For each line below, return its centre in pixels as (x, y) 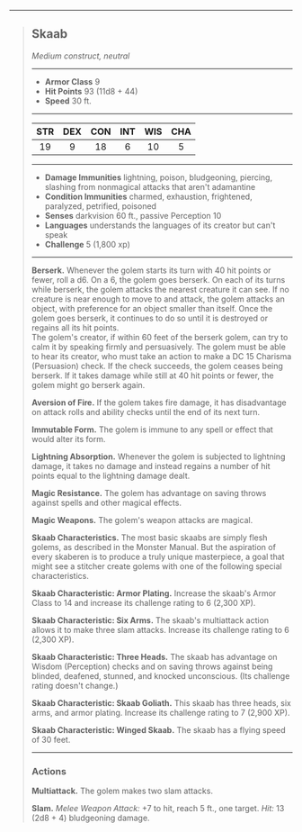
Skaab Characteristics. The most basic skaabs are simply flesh (149, 538)
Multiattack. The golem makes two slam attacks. (122, 791)
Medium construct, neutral (80, 56)
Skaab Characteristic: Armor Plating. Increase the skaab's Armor (154, 593)
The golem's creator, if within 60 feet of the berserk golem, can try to (160, 337)
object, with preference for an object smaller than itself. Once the (152, 308)
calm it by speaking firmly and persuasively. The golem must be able (158, 347)
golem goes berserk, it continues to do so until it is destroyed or (149, 318)
